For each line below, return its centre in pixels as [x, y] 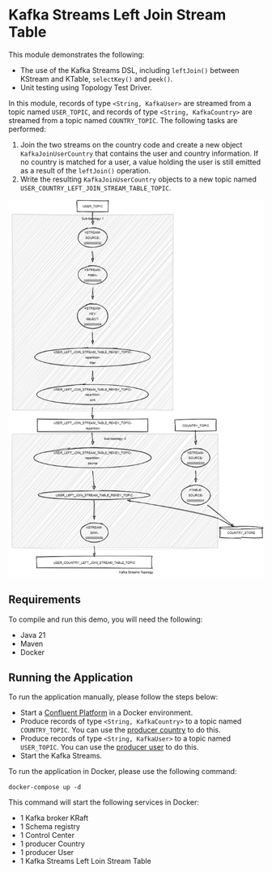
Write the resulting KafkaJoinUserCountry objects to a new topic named [138, 179]
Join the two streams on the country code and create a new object [131, 144]
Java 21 [33, 635]
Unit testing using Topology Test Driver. [86, 88]
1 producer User [47, 853]
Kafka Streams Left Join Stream [117, 15]
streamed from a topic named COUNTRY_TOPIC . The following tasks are [123, 120]
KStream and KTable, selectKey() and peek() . [96, 79]
